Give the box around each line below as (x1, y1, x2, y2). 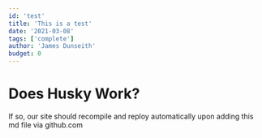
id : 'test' (8, 11, 45, 20)
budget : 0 (8, 50, 42, 58)
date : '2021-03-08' (8, 27, 75, 35)
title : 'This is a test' (8, 19, 92, 28)
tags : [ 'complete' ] (8, 34, 75, 43)
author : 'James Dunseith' (8, 42, 96, 50)
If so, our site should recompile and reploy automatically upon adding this (8, 111, 254, 121)
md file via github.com (8, 119, 84, 130)
